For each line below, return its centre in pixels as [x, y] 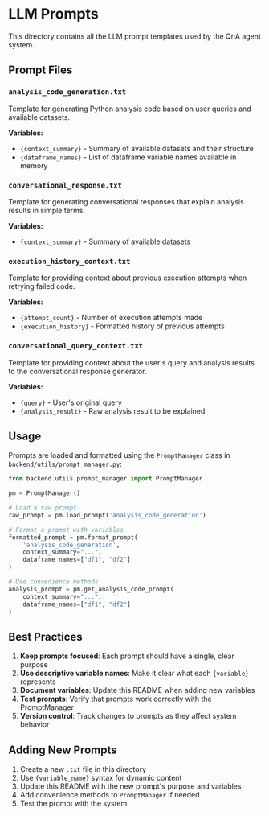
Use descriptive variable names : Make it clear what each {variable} [134, 674]
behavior [35, 724]
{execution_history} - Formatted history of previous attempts [122, 326]
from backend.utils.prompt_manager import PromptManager [106, 479]
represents [38, 682]
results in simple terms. [47, 210]
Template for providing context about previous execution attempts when [128, 278]
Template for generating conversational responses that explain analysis [126, 201]
